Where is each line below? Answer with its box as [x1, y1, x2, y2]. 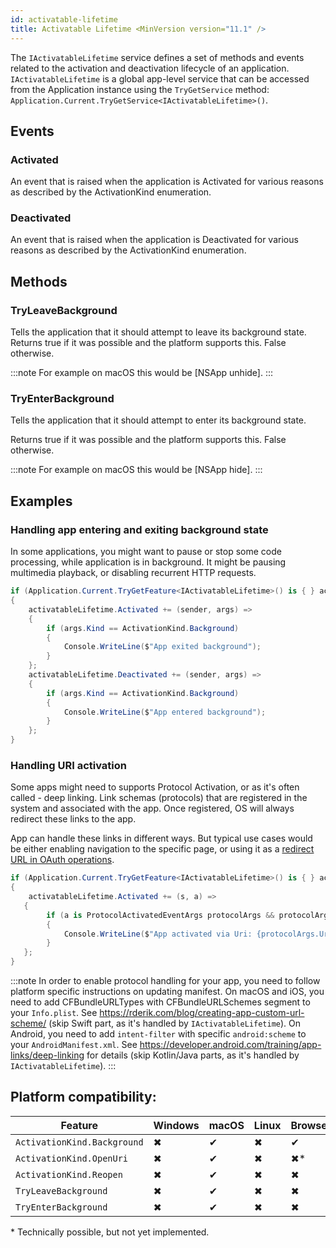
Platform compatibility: [10, 1089, 157, 1106]
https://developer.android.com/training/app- [139, 1039, 322, 1051]
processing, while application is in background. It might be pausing [10, 556, 287, 568]
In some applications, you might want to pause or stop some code [10, 546, 282, 558]
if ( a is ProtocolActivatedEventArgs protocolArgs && [46, 910, 275, 920]
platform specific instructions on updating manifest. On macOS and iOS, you [10, 986, 325, 998]
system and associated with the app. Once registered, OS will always [10, 802, 295, 815]
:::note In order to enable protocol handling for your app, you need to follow [10, 975, 321, 987]
